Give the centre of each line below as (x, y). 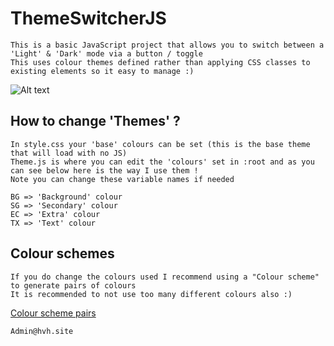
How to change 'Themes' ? (95, 121)
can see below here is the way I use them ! (104, 170)
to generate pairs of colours (73, 285)
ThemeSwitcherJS (88, 18)
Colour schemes (62, 253)
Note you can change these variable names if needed (122, 179)
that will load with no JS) (69, 153)
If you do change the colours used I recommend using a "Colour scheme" (165, 277)
